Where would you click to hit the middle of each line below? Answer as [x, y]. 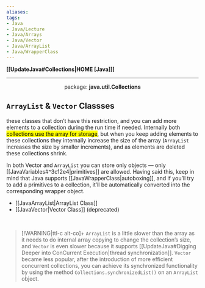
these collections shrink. [37, 153]
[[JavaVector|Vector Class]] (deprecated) [67, 209]
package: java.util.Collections [103, 87]
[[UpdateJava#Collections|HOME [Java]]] [60, 69]
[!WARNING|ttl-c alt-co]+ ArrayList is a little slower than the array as [108, 233]
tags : [13, 18]
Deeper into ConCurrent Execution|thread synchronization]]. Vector [106, 253]
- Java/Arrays [24, 35]
